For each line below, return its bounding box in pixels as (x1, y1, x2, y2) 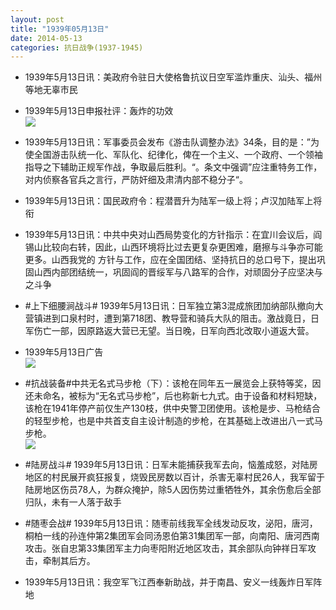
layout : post (10, 14, 65, 25)
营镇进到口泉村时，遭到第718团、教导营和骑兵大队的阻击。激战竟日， (24, 312, 312, 325)
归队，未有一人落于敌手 (24, 496, 122, 508)
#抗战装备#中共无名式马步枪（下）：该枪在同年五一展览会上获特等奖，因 (24, 377, 322, 390)
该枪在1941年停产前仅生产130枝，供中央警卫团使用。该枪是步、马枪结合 (24, 402, 321, 415)
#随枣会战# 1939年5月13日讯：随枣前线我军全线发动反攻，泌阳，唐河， (24, 517, 318, 530)
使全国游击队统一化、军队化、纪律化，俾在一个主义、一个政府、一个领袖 (24, 149, 323, 161)
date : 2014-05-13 (10, 33, 83, 43)
